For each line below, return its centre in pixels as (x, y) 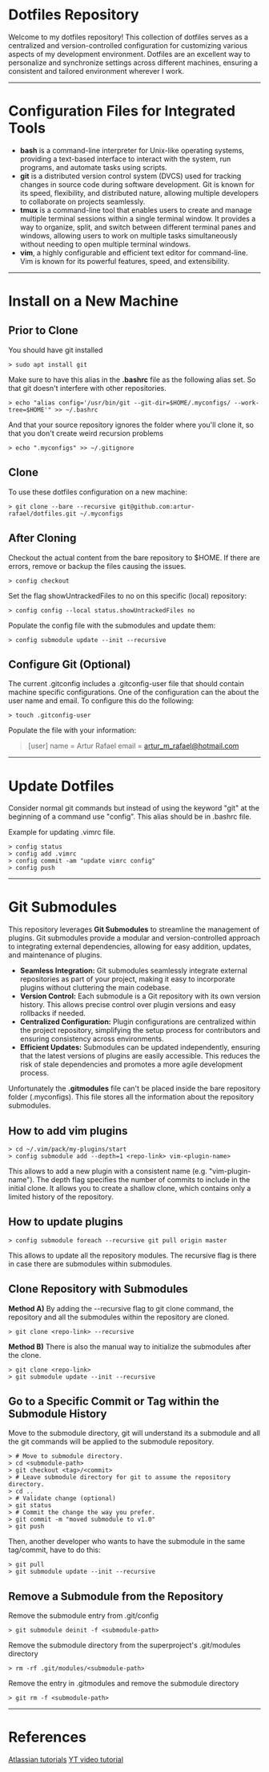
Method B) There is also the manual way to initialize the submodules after (130, 1347)
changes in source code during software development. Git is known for (137, 184)
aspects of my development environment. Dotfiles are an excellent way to (129, 54)
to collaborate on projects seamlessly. (82, 201)
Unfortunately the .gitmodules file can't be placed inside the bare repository (134, 1088)
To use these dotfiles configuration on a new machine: (98, 492)
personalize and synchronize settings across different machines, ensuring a (133, 63)
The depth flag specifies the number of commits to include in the (143, 1180)
